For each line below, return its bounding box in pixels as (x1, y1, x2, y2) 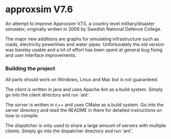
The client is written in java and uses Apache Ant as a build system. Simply (5, 86, 163, 92)
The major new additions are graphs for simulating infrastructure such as (5, 36, 159, 42)
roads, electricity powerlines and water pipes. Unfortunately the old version (5, 41, 165, 47)
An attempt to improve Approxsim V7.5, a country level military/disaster (5, 20, 155, 27)
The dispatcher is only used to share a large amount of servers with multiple (5, 123, 166, 129)
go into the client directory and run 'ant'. (5, 92, 90, 98)
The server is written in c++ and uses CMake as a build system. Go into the (5, 102, 164, 108)
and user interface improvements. (5, 52, 77, 58)
